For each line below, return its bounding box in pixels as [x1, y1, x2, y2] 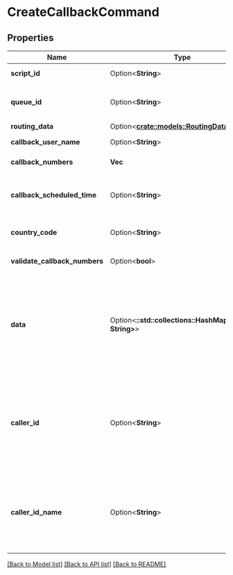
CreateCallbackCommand [7, 4, 159, 20]
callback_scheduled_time [10, 191, 97, 200]
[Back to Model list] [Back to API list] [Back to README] [7, 560, 166, 568]
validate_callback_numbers [10, 257, 104, 266]
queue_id [10, 97, 42, 106]
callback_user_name [10, 137, 80, 147]
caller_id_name [10, 508, 62, 517]
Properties [7, 32, 54, 44]
